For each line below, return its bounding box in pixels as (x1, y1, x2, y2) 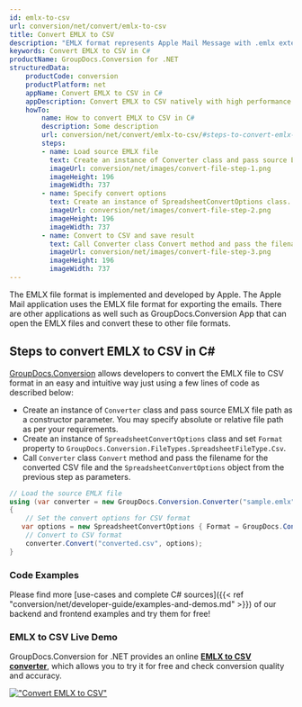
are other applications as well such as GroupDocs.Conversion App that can (9, 308, 288, 319)
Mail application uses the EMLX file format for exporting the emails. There (9, 298, 282, 309)
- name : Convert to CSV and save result (41, 231, 195, 240)
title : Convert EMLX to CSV (9, 30, 115, 39)
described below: (9, 386, 74, 397)
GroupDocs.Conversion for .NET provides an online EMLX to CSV (9, 651, 252, 662)
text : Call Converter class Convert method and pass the (49, 240, 268, 249)
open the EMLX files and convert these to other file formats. (9, 317, 231, 329)
